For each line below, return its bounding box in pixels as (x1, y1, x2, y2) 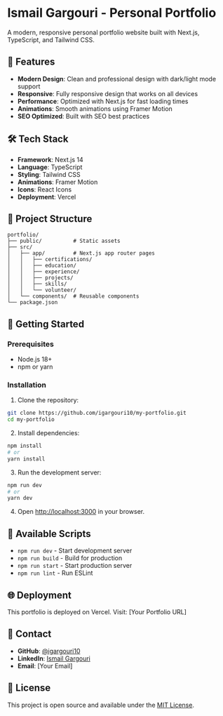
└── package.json (7, 299, 58, 306)
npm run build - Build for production (17, 554, 123, 562)
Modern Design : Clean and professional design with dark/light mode (17, 74, 216, 83)
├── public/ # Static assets (7, 237, 121, 245)
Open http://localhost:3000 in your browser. (17, 508, 145, 516)
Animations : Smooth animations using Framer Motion (17, 104, 173, 113)
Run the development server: (17, 468, 102, 477)
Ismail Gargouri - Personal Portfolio (7, 5, 217, 21)
